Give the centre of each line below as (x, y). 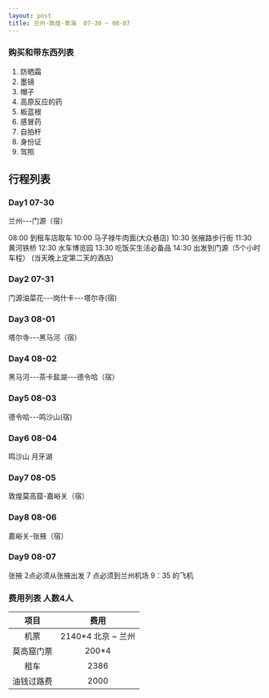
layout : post (30, 16)
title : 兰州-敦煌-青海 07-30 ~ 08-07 (69, 23)
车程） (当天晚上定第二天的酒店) (61, 258)
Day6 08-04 (33, 438)
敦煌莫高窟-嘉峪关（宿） (49, 496)
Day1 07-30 (31, 203)
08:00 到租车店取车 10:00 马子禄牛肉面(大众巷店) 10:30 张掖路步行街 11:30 (130, 238)
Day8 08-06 (33, 517)
